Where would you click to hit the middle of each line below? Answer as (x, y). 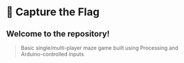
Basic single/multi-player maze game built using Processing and (99, 48)
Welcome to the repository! (58, 34)
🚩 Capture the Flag (53, 12)
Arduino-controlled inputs (52, 54)
